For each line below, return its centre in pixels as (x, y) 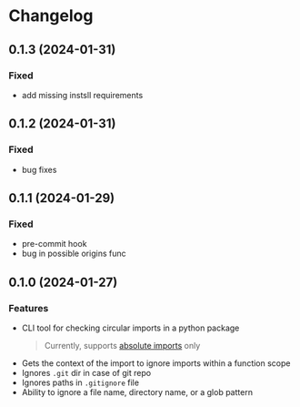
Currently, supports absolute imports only (122, 345)
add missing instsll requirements (82, 95)
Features (29, 308)
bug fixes (39, 169)
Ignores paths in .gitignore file (80, 382)
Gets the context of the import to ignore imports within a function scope (156, 363)
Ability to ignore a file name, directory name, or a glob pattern (137, 392)
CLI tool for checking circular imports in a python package (130, 328)
